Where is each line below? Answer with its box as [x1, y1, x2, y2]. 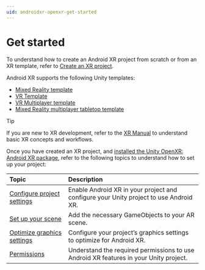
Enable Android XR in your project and [68, 185, 178, 193]
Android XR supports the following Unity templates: [6, 74, 135, 81]
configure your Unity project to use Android [68, 193, 193, 201]
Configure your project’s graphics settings [68, 228, 189, 236]
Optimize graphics [9, 228, 62, 236]
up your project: [6, 160, 47, 168]
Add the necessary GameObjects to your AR [68, 211, 195, 219]
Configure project [9, 189, 60, 198]
